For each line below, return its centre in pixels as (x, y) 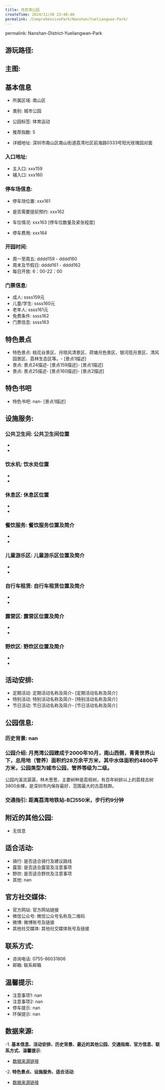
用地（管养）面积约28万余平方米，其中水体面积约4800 (87, 760)
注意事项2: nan (28, 1001)
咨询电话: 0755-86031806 (39, 959)
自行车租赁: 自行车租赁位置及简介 (45, 586)
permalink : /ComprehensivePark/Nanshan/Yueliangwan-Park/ (67, 19)
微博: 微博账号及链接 (33, 922)
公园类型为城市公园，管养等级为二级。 (67, 768)
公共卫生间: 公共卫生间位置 (37, 434)
